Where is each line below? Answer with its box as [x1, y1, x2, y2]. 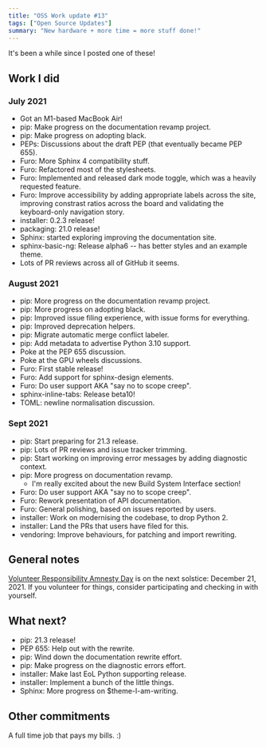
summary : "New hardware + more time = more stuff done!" [8, 26, 201, 34]
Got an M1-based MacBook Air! [19, 113, 123, 124]
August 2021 [8, 277, 59, 288]
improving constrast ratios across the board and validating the [19, 199, 225, 209]
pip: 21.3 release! [19, 635, 76, 645]
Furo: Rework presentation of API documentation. [19, 495, 182, 505]
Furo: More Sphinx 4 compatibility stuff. [19, 157, 150, 166]
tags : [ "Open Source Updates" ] [8, 19, 112, 27]
